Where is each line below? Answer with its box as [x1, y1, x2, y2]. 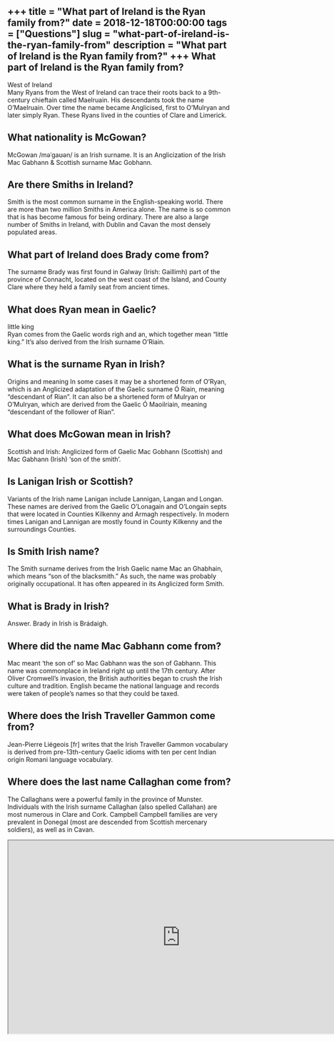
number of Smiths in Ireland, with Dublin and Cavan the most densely [7, 221, 211, 229]
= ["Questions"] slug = [7, 28, 111, 40]
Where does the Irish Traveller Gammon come [7, 710, 216, 722]
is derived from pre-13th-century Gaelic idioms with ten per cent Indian [7, 748, 216, 756]
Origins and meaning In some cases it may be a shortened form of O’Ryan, [7, 377, 227, 386]
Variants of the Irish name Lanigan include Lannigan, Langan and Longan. [7, 494, 223, 503]
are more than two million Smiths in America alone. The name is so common [7, 205, 231, 213]
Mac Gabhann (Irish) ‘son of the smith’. [7, 455, 121, 463]
